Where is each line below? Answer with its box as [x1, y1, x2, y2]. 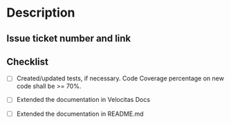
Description [6, 5, 75, 21]
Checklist [6, 55, 49, 67]
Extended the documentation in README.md [16, 109, 144, 118]
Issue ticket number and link [6, 33, 131, 44]
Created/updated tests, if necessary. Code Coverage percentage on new [16, 74, 224, 82]
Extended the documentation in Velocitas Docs [16, 96, 150, 104]
